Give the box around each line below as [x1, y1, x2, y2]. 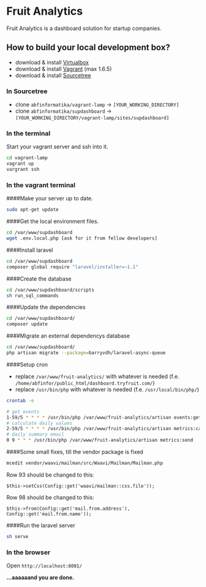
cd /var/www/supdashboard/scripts [6, 287, 95, 293]
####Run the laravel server [6, 521, 75, 529]
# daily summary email [6, 431, 64, 437]
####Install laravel [6, 246, 53, 254]
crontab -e [6, 397, 34, 404]
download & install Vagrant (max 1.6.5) [15, 65, 112, 72]
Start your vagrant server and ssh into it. [6, 143, 109, 151]
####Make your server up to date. [6, 195, 93, 202]
